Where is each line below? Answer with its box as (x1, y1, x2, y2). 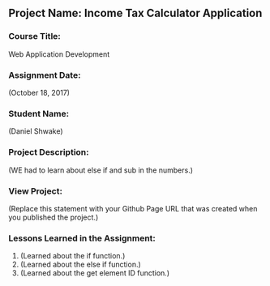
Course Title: (8, 31, 61, 42)
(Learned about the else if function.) (19, 259, 142, 270)
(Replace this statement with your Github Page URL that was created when (8, 203, 258, 213)
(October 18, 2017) (8, 88, 71, 97)
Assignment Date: (8, 69, 81, 80)
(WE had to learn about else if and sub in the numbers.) (8, 165, 193, 175)
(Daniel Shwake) (8, 126, 63, 136)
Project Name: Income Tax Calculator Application (8, 6, 263, 20)
